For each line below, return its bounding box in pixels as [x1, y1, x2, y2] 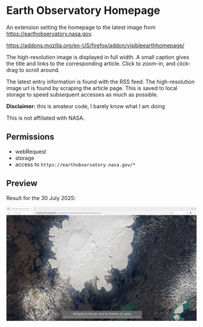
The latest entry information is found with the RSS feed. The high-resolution [6, 78, 195, 85]
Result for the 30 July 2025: [6, 194, 76, 201]
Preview [6, 178, 38, 189]
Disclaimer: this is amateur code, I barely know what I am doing [6, 102, 165, 109]
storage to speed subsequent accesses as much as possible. [6, 91, 158, 98]
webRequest [14, 147, 47, 155]
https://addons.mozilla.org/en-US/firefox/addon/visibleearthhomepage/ [6, 42, 185, 49]
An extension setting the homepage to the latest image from [6, 24, 156, 31]
